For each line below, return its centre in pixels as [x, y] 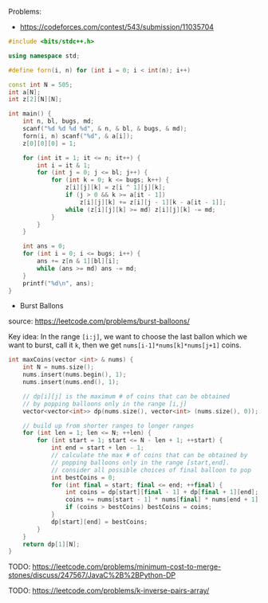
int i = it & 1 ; [64, 165]
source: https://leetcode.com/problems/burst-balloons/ [99, 321]
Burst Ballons [41, 306]
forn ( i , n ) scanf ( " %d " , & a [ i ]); [78, 136]
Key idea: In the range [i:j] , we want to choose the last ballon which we [128, 337]
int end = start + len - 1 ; [98, 448]
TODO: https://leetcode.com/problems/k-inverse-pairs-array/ [109, 591]
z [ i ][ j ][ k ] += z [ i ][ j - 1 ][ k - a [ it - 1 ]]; [153, 202]
